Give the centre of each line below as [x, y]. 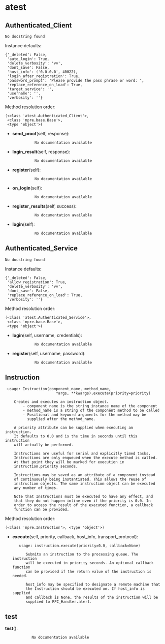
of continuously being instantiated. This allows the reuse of [80, 479]
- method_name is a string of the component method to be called [91, 410]
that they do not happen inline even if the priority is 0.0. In [82, 501]
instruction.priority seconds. [46, 466]
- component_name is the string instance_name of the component [90, 406]
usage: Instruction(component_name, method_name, [59, 389]
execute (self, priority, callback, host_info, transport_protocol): [75, 537]
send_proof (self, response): [41, 134]
